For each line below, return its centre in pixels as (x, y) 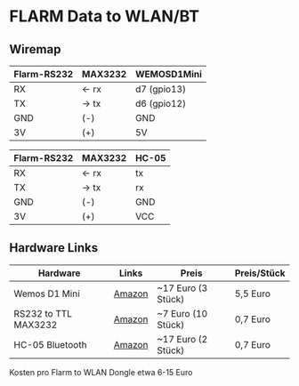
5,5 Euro (253, 294)
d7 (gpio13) (161, 89)
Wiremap (35, 49)
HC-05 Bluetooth (50, 344)
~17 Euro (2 (182, 339)
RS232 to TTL (43, 313)
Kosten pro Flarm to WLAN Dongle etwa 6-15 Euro (101, 372)
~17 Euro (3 (182, 288)
